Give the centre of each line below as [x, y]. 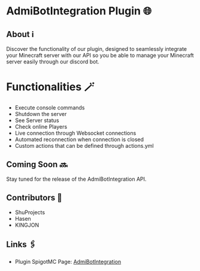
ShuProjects [30, 212]
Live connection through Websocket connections [75, 133]
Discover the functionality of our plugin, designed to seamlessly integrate [97, 49]
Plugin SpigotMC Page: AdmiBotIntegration [68, 262]
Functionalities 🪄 [50, 87]
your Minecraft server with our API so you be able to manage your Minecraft [100, 55]
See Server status [37, 120]
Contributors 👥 [34, 198]
